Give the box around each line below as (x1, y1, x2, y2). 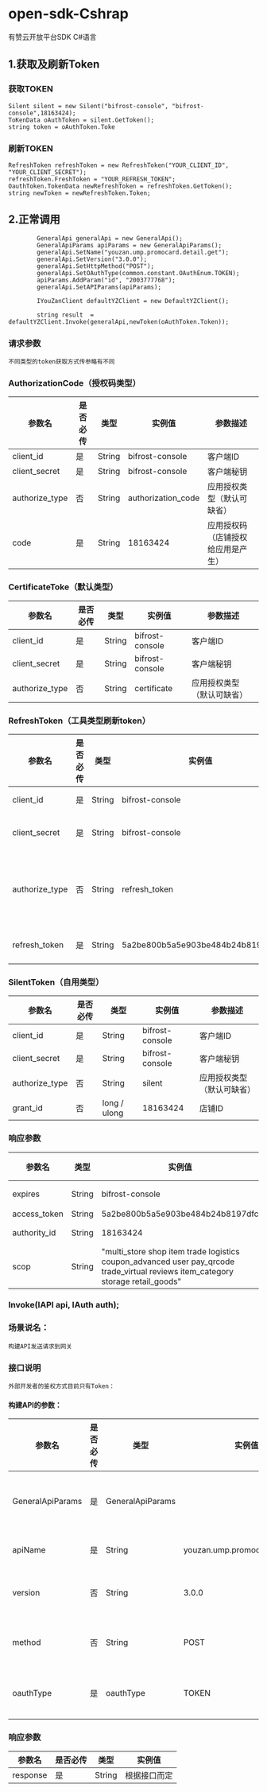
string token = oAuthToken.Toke (8, 122, 115, 131)
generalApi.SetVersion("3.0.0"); (37, 255, 148, 263)
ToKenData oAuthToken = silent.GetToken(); (8, 116, 155, 124)
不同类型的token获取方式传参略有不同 (8, 358, 115, 366)
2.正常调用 (8, 212, 61, 227)
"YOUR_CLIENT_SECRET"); (8, 168, 87, 176)
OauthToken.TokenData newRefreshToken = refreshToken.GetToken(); (8, 182, 233, 190)
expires (12, 1188, 40, 1199)
